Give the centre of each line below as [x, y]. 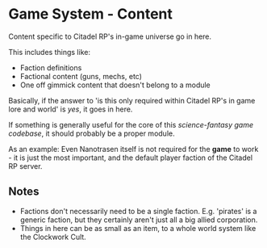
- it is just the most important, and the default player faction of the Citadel [130, 158]
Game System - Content [91, 14]
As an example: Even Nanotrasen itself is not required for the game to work [133, 149]
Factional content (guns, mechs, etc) [81, 76]
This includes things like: [50, 52]
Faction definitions [51, 67]
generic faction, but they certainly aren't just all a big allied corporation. [139, 220]
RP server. [25, 166]
